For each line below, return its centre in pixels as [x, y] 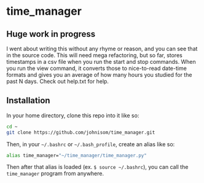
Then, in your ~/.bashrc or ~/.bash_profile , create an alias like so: [91, 144]
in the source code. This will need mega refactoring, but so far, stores [94, 55]
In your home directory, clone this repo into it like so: [73, 115]
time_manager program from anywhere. [55, 174]
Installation [28, 100]
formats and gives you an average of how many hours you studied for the [99, 75]
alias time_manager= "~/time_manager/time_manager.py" [77, 155]
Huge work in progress [51, 34]
